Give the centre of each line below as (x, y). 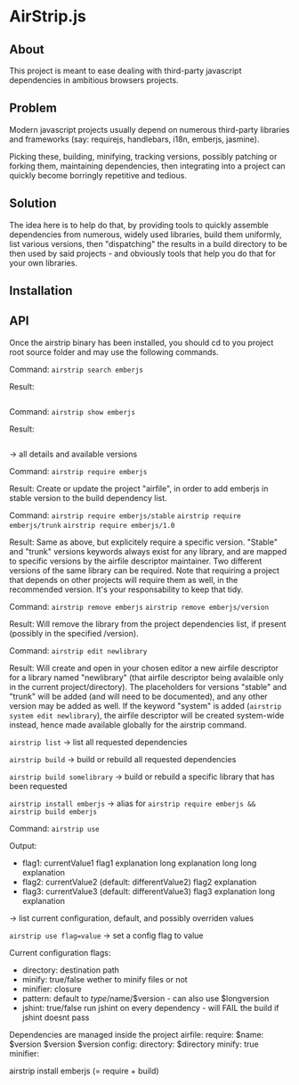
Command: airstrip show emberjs (73, 411)
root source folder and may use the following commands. (114, 352)
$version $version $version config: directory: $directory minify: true (134, 1044)
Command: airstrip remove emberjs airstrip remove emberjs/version (139, 606)
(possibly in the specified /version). (74, 633)
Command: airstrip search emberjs (77, 369)
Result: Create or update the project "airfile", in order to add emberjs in (139, 489)
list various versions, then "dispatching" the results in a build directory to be (148, 243)
